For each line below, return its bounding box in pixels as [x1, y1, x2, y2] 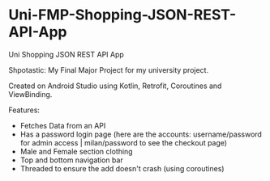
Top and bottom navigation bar [19, 155, 123, 165]
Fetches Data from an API [19, 120, 106, 130]
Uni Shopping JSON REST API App [8, 49, 124, 59]
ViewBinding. [8, 89, 53, 99]
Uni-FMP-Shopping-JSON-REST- [8, 6, 237, 24]
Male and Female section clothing [19, 146, 133, 156]
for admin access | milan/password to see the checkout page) [19, 137, 228, 147]
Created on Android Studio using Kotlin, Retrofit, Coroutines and [8, 81, 222, 90]
